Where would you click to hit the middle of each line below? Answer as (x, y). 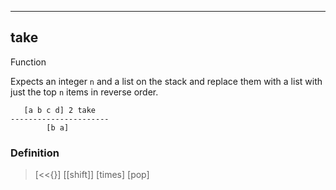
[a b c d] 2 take (60, 110)
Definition (35, 153)
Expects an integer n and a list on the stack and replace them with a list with (166, 81)
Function (28, 62)
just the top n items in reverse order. (84, 92)
